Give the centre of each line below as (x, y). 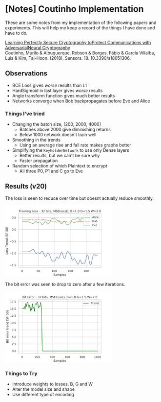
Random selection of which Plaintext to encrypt (60, 166)
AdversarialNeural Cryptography (38, 47)
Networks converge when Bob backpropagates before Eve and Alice (81, 101)
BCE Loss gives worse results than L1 (50, 85)
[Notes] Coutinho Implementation (74, 9)
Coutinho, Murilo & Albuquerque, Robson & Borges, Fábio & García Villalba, (80, 53)
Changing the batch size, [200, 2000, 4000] (57, 124)
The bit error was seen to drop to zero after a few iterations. (65, 284)
